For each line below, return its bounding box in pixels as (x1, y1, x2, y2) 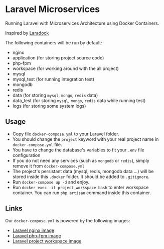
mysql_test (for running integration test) (12, 76, 94, 82)
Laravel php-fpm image (12, 232, 61, 238)
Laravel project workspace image (12, 238, 82, 244)
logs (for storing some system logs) (12, 103, 86, 109)
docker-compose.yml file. (12, 141, 62, 147)
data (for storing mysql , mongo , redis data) (12, 92, 98, 98)
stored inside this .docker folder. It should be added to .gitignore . (12, 174, 149, 180)
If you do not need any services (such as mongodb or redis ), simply (12, 157, 149, 163)
